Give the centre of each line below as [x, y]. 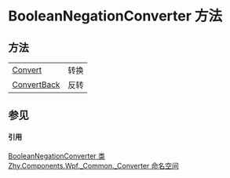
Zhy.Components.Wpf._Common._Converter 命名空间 [93, 165]
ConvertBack [36, 85]
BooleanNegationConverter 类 [57, 156]
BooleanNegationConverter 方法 [115, 16]
